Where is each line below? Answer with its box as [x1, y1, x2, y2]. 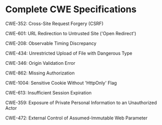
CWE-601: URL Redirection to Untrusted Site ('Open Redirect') [5, 30, 137, 36]
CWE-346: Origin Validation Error [5, 60, 75, 66]
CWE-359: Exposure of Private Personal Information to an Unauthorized [5, 99, 157, 106]
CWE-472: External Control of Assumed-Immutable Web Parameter [5, 115, 148, 121]
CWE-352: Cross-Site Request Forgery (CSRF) [5, 20, 104, 27]
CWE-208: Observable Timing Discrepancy [5, 40, 96, 46]
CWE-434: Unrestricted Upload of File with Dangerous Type [5, 50, 132, 56]
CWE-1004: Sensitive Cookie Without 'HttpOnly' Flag [5, 80, 117, 86]
